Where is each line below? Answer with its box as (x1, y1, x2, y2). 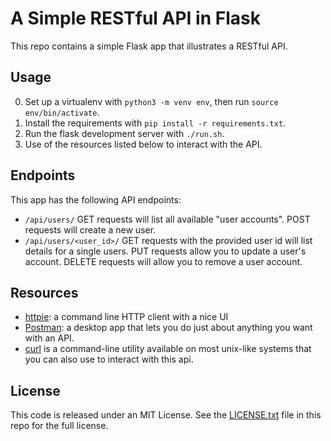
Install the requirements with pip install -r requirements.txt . (24, 117, 287, 129)
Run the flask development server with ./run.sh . (24, 127, 225, 139)
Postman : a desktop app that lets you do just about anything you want (24, 322, 313, 334)
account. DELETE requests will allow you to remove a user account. (24, 255, 303, 267)
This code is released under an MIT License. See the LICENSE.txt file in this (10, 409, 322, 421)
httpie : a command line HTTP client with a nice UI (24, 311, 229, 323)
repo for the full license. (10, 420, 109, 432)
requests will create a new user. (24, 223, 157, 236)
